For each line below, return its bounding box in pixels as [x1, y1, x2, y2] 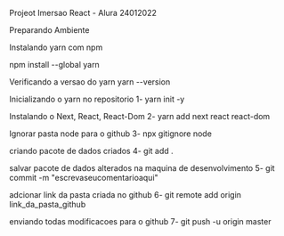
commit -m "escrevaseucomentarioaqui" [9, 173, 158, 183]
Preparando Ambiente [9, 25, 90, 35]
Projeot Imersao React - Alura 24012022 [9, 8, 158, 18]
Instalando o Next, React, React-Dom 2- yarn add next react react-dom [9, 111, 271, 121]
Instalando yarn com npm [9, 42, 103, 53]
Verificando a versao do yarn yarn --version [9, 77, 171, 87]
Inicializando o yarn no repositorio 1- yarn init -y [9, 94, 185, 104]
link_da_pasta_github [9, 199, 86, 209]
